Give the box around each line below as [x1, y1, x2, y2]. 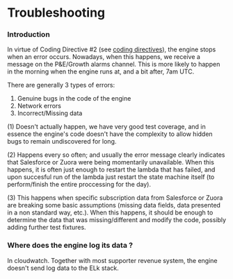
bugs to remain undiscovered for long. [7, 137, 117, 146]
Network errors [17, 102, 61, 110]
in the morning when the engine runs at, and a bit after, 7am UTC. [7, 67, 195, 76]
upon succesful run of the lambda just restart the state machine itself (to [7, 173, 215, 181]
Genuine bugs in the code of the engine [17, 94, 131, 103]
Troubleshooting [7, 5, 106, 21]
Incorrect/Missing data [17, 109, 83, 117]
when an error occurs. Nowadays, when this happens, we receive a [7, 53, 200, 61]
